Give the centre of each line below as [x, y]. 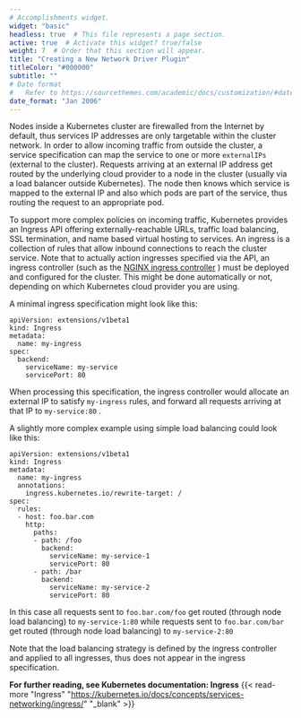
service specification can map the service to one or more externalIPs [138, 155]
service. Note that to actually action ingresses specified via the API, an [140, 258]
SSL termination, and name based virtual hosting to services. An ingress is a [150, 239]
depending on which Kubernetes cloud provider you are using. [125, 287]
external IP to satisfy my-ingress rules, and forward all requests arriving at [145, 402]
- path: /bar [57, 572]
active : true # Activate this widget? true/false [106, 43]
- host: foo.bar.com [56, 517]
